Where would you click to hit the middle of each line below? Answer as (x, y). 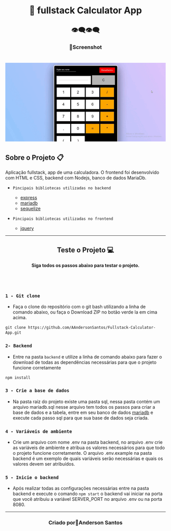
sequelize (30, 209)
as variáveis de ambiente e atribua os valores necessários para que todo (89, 448)
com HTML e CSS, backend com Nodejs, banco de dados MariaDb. (76, 178)
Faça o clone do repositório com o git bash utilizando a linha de (79, 307)
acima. (20, 318)
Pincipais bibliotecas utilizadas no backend (62, 188)
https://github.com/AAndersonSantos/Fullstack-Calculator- (92, 328)
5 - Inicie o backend (32, 478)
